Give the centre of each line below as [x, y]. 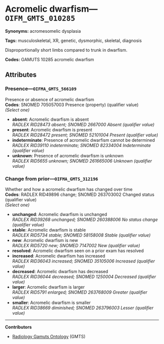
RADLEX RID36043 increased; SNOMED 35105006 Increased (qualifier [83, 261]
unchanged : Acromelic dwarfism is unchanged [60, 214]
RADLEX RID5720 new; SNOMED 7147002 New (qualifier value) [76, 245]
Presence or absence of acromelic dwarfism [50, 99]
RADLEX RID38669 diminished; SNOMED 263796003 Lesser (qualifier [83, 308]
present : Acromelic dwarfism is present [52, 129]
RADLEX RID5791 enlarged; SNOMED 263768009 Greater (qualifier [80, 292]
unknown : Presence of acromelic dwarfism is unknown [68, 155]
